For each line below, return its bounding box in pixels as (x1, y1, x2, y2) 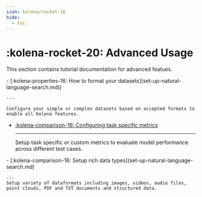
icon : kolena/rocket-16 (6, 8, 66, 15)
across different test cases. (14, 145, 83, 153)
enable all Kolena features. (6, 111, 79, 117)
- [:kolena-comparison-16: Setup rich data (6, 157, 111, 164)
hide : (6, 14, 20, 20)
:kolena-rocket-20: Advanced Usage (6, 46, 194, 59)
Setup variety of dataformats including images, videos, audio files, (6, 180, 187, 186)
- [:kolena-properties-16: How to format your (6, 77, 117, 85)
